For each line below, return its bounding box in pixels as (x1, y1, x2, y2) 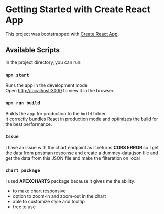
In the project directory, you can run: (5, 59, 82, 65)
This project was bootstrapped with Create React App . (5, 31, 119, 37)
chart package (5, 167, 40, 173)
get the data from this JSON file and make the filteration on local (5, 155, 140, 161)
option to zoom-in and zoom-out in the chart (12, 193, 106, 199)
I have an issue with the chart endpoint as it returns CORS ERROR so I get (5, 144, 159, 150)
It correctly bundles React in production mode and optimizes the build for (5, 116, 158, 122)
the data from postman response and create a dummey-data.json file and (5, 150, 158, 156)
